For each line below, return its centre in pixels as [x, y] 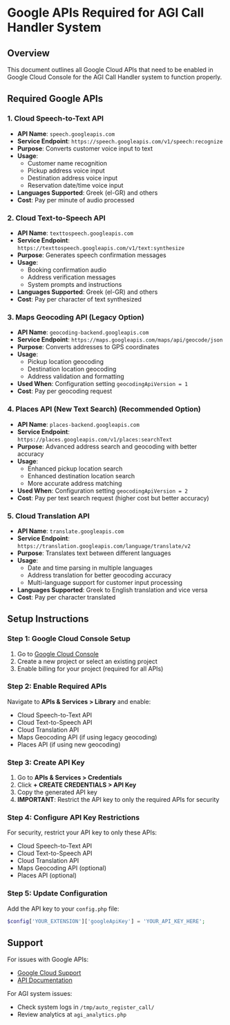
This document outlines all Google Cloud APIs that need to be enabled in [111, 70]
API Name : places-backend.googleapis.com [78, 424]
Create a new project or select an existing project [87, 661]
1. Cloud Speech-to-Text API [56, 119]
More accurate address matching [75, 483]
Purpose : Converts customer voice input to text [85, 148]
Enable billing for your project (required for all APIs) [90, 668]
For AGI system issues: [40, 994]
